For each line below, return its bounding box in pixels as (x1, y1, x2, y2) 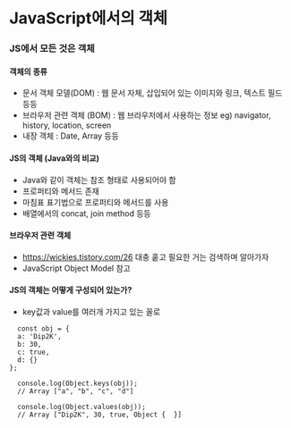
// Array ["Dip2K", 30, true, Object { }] (17, 410, 182, 419)
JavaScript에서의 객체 (9, 8, 168, 29)
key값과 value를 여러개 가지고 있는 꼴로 (21, 306, 161, 317)
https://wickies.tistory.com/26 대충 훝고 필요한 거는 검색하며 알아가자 (21, 251, 270, 262)
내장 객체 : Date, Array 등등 (21, 130, 119, 141)
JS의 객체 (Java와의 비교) (9, 153, 100, 164)
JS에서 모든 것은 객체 (9, 42, 96, 55)
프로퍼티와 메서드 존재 (21, 185, 100, 197)
